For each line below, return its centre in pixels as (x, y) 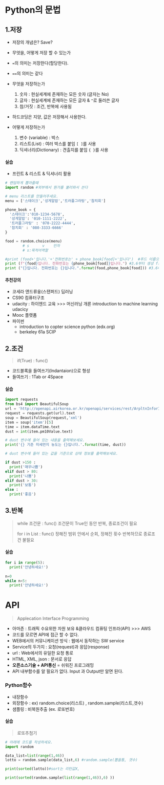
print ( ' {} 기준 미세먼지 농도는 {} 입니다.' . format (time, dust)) (66, 445)
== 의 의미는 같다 (27, 73)
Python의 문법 (33, 10)
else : (12, 490)
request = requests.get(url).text (40, 414)
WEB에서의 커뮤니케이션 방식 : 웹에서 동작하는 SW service (68, 641)
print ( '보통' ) (23, 485)
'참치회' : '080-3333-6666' (36, 228)
